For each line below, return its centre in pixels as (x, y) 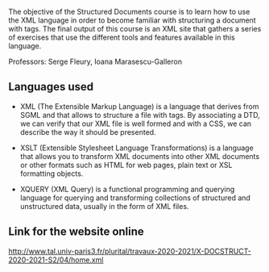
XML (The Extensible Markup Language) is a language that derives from (139, 106)
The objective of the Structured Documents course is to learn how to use (129, 12)
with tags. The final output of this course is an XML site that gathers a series (135, 29)
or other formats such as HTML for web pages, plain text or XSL (126, 165)
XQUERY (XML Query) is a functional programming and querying (127, 189)
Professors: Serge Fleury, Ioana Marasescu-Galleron (95, 61)
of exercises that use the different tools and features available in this (122, 37)
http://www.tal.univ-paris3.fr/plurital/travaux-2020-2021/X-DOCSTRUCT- (130, 251)
